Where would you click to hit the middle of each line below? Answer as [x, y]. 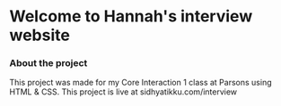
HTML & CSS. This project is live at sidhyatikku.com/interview [123, 92]
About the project [48, 63]
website [40, 35]
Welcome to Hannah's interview [131, 16]
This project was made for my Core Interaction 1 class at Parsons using [140, 83]
